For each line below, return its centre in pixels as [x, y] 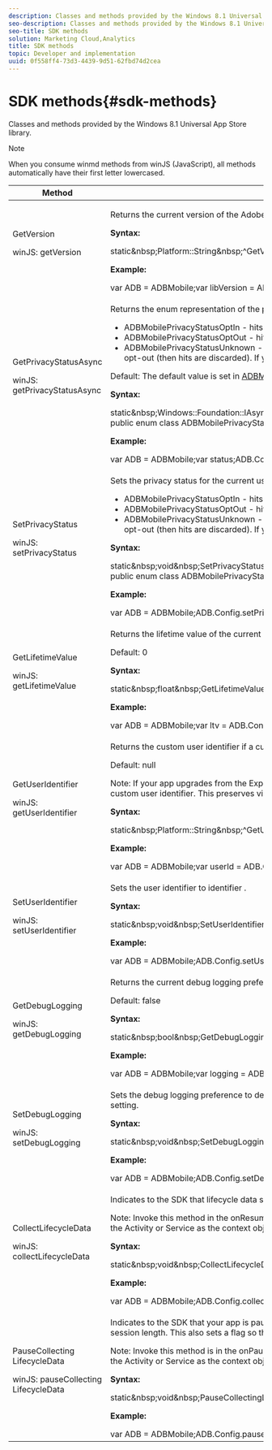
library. [20, 132]
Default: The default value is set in [175, 376]
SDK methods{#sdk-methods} [113, 102]
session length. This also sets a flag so [184, 1332]
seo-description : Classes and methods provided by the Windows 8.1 [125, 24]
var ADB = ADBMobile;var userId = [176, 866]
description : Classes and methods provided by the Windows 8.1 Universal [136, 16]
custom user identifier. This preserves [183, 793]
